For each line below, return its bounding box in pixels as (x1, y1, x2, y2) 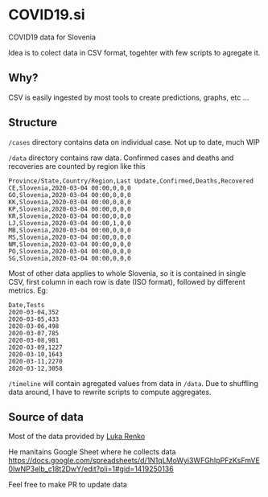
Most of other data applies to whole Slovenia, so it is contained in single (8, 268, 247, 278)
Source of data (8, 410, 85, 424)
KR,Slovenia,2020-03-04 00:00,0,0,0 (8, 212, 131, 220)
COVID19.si (8, 6, 86, 24)
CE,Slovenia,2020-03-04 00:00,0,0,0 (8, 183, 131, 192)
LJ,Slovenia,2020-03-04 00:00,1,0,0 (8, 219, 131, 227)
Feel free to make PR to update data (8, 480, 127, 490)
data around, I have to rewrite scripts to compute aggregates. (8, 387, 212, 396)
